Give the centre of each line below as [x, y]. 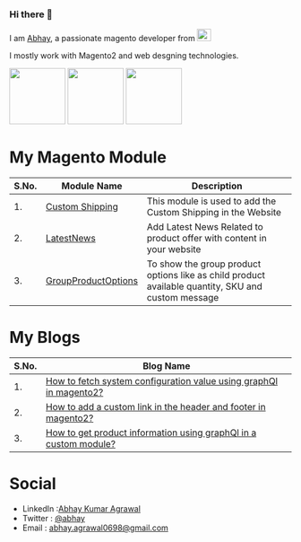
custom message [183, 298]
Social [33, 484]
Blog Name [167, 366]
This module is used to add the [211, 201]
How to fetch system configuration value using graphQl [162, 381]
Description [217, 186]
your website [174, 249]
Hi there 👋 [31, 14]
